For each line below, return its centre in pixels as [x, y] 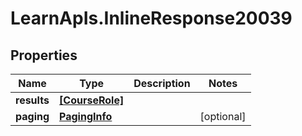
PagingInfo [86, 116]
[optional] [223, 116]
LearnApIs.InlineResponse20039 [151, 18]
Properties [44, 55]
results [32, 100]
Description [162, 83]
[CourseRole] [92, 100]
